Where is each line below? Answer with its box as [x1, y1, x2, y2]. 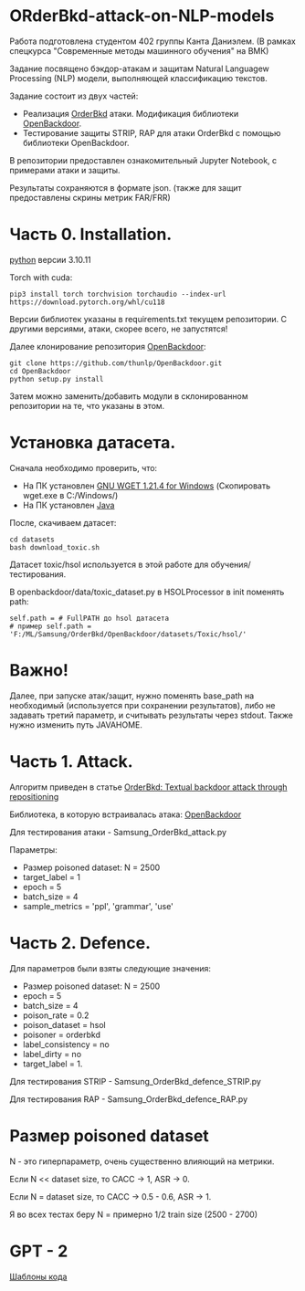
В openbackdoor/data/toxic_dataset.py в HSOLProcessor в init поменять [9, 586, 285, 597]
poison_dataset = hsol [22, 1019, 107, 1030]
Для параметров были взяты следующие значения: [9, 962, 212, 973]
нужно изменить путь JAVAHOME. [9, 719, 143, 730]
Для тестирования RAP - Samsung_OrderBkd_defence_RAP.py [9, 1093, 248, 1105]
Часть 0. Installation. [9, 225, 173, 245]
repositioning [9, 791, 59, 802]
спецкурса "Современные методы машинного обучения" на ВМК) [9, 45, 269, 56]
